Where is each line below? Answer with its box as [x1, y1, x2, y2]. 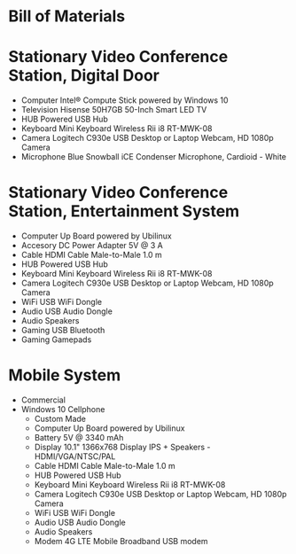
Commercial [20, 394, 66, 405]
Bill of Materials [8, 6, 126, 27]
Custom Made [34, 414, 86, 424]
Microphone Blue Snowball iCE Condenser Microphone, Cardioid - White [20, 152, 287, 162]
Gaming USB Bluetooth [20, 325, 105, 336]
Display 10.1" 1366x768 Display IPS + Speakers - [34, 441, 211, 452]
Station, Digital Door [8, 66, 160, 86]
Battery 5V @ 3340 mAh [34, 433, 124, 442]
